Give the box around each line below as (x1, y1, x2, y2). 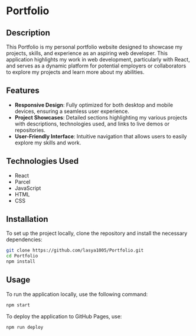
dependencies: (6, 236, 43, 243)
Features (6, 86, 40, 96)
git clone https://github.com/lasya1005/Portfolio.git (6, 247, 144, 254)
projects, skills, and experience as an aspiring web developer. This (6, 50, 168, 57)
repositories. (14, 126, 45, 134)
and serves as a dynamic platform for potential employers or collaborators (6, 62, 187, 69)
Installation (6, 214, 48, 224)
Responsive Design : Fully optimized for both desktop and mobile (14, 101, 173, 108)
